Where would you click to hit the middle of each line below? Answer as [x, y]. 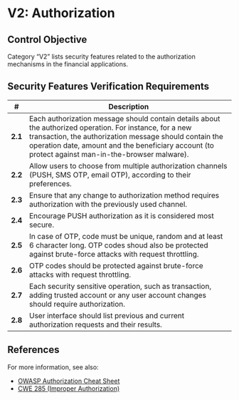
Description [129, 106]
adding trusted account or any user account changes [117, 295]
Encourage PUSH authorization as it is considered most [122, 215]
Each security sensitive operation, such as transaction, [120, 286]
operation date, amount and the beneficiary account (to [122, 145]
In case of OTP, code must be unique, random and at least [126, 236]
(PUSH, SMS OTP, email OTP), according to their [110, 175]
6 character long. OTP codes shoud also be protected [118, 245]
